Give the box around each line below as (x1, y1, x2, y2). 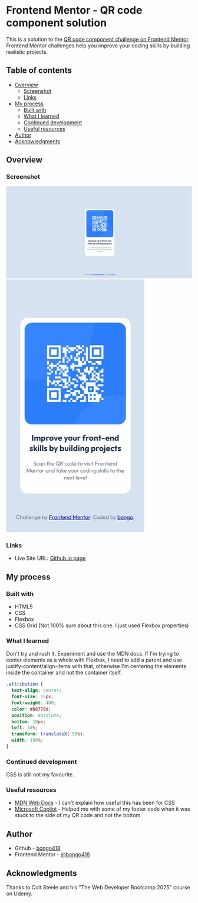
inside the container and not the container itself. (6, 669, 123, 676)
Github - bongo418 (14, 844, 61, 852)
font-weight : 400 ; (11, 699, 57, 706)
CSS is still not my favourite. (6, 771, 75, 778)
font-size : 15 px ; (11, 694, 54, 700)
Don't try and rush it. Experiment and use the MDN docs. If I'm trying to (6, 650, 179, 657)
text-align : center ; (11, 688, 62, 694)
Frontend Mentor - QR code (6, 4, 143, 17)
